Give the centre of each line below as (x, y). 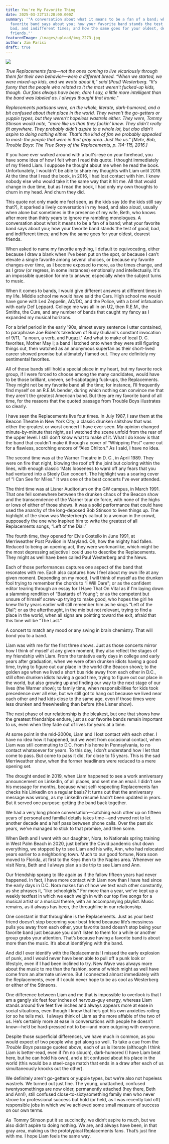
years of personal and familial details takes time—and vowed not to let (78, 818)
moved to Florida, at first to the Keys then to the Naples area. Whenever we (83, 860)
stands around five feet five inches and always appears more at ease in (79, 1005)
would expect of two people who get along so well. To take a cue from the (82, 1041)
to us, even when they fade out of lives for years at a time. (66, 724)
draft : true (18, 47)
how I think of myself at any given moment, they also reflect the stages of (81, 650)
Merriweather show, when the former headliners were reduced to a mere (81, 761)
